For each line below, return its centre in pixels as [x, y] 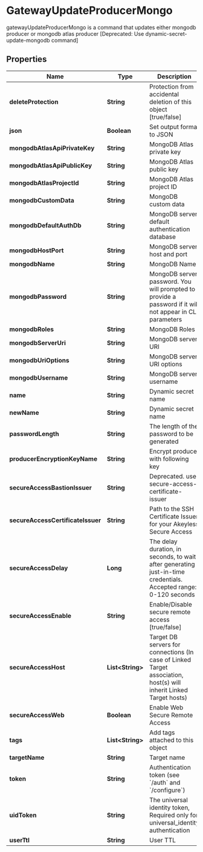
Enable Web [166, 707]
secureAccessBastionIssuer [51, 488]
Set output [164, 127]
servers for [165, 645]
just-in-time [167, 572]
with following [169, 458]
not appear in [168, 312]
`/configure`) [167, 790]
